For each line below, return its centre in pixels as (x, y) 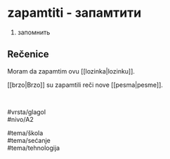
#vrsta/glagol (27, 112)
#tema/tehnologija (34, 148)
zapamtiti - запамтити (74, 13)
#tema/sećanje (29, 140)
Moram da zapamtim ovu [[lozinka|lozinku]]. (71, 71)
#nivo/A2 (20, 119)
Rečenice (28, 54)
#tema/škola (25, 133)
